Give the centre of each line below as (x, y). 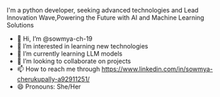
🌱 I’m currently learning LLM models (70, 53)
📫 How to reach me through (58, 69)
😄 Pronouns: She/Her (49, 86)
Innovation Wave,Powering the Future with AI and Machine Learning (105, 18)
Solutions (21, 25)
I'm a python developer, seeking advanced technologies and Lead (103, 10)
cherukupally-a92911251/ (53, 79)
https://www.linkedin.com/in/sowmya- (157, 69)
